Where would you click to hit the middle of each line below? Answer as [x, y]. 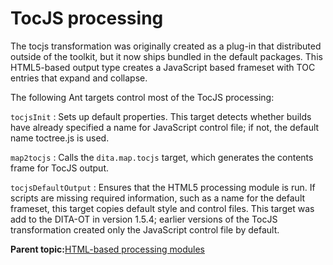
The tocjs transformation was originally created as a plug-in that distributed [166, 46]
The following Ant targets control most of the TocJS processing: [142, 97]
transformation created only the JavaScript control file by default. [145, 229]
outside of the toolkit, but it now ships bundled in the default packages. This [166, 56]
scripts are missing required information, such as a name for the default [158, 198]
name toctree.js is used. [60, 138]
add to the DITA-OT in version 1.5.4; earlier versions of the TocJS [144, 219]
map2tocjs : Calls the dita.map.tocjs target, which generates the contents [162, 157]
